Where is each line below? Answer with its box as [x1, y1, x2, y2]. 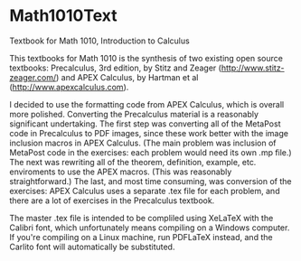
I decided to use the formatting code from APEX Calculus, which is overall [9, 98, 285, 109]
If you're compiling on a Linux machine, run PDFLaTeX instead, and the [9, 231, 273, 242]
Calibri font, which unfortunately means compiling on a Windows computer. [9, 222, 290, 233]
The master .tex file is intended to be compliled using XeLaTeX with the [9, 212, 274, 223]
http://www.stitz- [221, 62, 285, 73]
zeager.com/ [9, 71, 57, 82]
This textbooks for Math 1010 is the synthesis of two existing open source [9, 52, 283, 63]
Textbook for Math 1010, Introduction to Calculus [9, 35, 190, 46]
